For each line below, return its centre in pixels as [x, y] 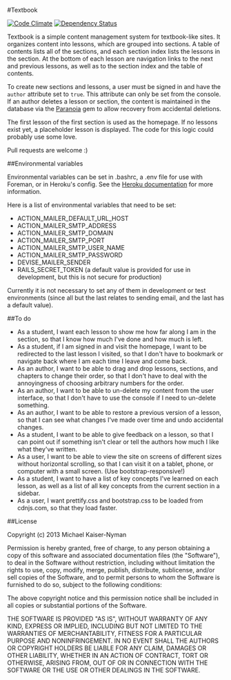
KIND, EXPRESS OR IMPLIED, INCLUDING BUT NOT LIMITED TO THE [105, 626]
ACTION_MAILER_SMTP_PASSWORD [70, 255]
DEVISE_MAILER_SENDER [54, 262]
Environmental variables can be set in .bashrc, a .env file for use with [105, 177]
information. [24, 192]
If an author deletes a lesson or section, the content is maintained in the [109, 101]
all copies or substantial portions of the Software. [77, 605]
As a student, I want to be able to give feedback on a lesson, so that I [115, 435]
